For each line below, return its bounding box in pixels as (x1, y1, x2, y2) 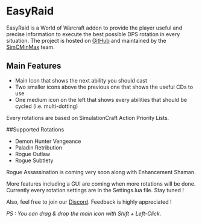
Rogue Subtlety (14, 157, 54, 164)
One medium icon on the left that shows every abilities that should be (14, 96, 188, 103)
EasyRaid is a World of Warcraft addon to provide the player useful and (6, 24, 183, 31)
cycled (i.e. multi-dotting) (14, 102, 78, 110)
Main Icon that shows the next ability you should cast (14, 77, 148, 84)
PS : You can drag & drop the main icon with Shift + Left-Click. (6, 210, 162, 217)
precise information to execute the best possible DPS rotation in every (6, 30, 180, 37)
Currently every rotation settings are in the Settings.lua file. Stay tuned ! (6, 186, 185, 193)
